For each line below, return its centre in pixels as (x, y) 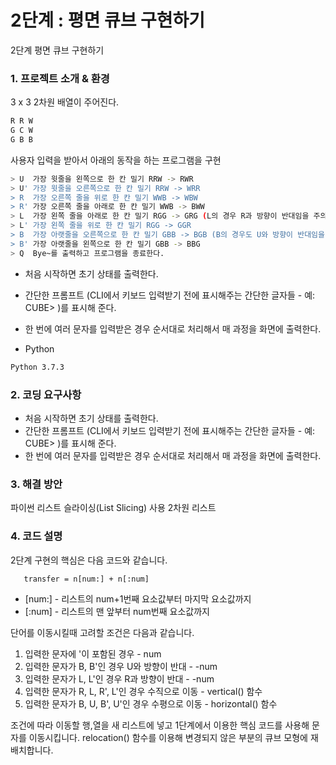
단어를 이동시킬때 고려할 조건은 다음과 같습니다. (102, 632)
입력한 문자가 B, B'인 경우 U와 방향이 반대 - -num (121, 666)
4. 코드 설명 (36, 536)
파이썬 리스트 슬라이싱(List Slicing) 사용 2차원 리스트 (113, 508)
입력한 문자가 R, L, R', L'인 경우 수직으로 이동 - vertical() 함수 (143, 691)
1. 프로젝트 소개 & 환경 (60, 78)
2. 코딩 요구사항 (46, 394)
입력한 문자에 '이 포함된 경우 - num (93, 653)
